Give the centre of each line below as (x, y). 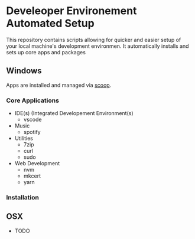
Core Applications (32, 100)
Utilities (24, 138)
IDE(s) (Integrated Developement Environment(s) (74, 113)
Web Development (37, 163)
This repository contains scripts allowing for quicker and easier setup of (94, 40)
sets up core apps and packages (46, 52)
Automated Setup (50, 23)
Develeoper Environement (71, 11)
